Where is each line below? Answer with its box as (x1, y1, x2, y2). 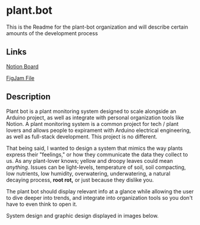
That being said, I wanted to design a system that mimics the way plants (6, 144, 183, 152)
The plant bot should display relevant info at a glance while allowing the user (6, 187, 194, 195)
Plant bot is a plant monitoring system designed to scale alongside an (6, 107, 177, 115)
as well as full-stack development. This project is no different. (6, 132, 158, 140)
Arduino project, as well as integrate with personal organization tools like (6, 114, 185, 121)
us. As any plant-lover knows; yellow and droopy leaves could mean (6, 157, 173, 164)
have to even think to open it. (6, 201, 77, 208)
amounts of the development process (6, 29, 98, 36)
